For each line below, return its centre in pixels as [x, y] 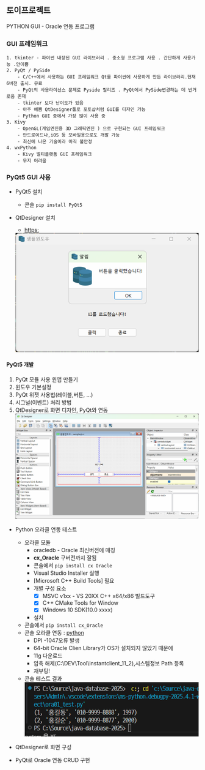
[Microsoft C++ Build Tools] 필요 [74, 581]
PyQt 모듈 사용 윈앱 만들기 [46, 379]
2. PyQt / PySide [28, 71]
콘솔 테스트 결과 [43, 679]
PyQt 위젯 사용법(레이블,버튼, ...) [54, 394]
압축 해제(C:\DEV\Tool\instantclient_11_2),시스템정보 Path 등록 [109, 663]
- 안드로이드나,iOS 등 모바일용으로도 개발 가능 [69, 135]
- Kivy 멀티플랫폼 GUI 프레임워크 [55, 154]
